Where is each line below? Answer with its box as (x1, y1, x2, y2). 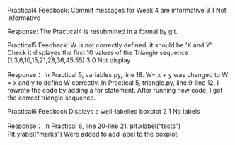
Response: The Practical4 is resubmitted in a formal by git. (7, 28, 178, 35)
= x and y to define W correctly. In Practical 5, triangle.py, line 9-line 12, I (7, 79, 219, 87)
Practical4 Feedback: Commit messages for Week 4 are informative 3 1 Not (7, 6, 227, 14)
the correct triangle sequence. (7, 93, 96, 102)
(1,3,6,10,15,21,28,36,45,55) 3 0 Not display (7, 56, 131, 64)
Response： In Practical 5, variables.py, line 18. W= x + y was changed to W (7, 71, 229, 79)
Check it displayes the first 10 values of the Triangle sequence (7, 49, 189, 57)
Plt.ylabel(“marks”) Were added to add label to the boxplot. (7, 130, 179, 138)
